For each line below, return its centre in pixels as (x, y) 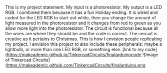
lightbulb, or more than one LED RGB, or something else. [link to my (74, 49)
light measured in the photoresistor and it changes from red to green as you (83, 23)
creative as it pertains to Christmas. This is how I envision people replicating (83, 39)
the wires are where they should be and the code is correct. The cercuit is (81, 34)
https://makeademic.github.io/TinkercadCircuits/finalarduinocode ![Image (82, 55)
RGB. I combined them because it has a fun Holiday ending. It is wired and (81, 12)
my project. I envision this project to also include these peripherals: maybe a (84, 44)
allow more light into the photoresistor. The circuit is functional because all (82, 28)
